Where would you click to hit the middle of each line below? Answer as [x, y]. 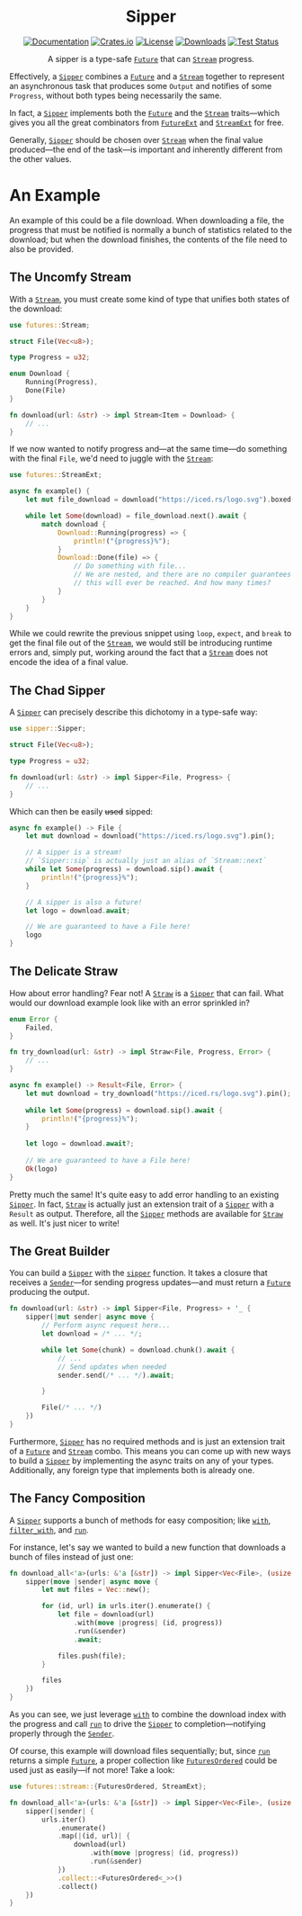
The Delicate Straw [64, 971]
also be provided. [41, 248]
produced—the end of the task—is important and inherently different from [146, 149]
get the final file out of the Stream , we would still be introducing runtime [141, 643]
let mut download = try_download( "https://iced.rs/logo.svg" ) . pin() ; [159, 1093]
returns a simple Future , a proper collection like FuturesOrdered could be [143, 1760]
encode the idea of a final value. [69, 662]
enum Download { [40, 374]
